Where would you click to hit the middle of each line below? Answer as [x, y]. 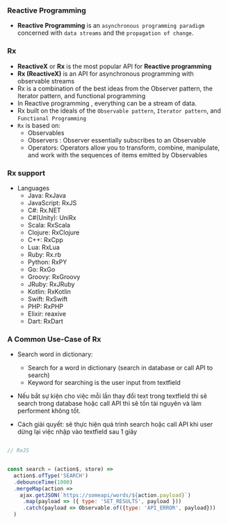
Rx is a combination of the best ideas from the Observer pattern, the [115, 88]
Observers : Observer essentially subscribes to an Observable [117, 140]
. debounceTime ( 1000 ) [43, 482]
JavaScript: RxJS [52, 203]
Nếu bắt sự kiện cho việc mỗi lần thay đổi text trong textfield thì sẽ [112, 396]
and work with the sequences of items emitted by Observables [117, 154]
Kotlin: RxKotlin [49, 292]
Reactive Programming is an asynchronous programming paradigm [111, 26]
